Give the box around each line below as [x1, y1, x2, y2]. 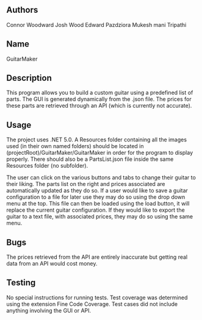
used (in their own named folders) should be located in [6, 143, 145, 150]
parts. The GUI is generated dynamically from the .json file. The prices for [6, 95, 192, 103]
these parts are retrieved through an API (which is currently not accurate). [6, 102, 192, 110]
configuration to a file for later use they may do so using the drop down [6, 193, 186, 201]
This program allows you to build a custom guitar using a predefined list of [6, 89, 193, 97]
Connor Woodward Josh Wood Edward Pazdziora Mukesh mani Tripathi [6, 21, 187, 28]
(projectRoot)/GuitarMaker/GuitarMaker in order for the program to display [6, 149, 193, 157]
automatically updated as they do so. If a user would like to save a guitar [6, 187, 188, 195]
